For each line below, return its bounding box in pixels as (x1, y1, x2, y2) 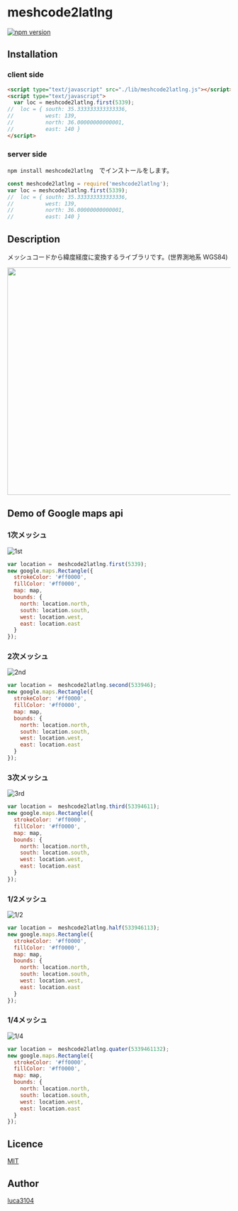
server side (7, 149, 47, 159)
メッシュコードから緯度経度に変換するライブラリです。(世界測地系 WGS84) (7, 252, 228, 261)
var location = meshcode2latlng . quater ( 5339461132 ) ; (7, 1045, 170, 1052)
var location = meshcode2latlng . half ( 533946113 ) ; (7, 924, 160, 932)
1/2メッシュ (7, 894, 47, 904)
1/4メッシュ (7, 1015, 47, 1025)
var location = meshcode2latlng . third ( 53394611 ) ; (7, 803, 160, 811)
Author (7, 1178, 39, 1190)
